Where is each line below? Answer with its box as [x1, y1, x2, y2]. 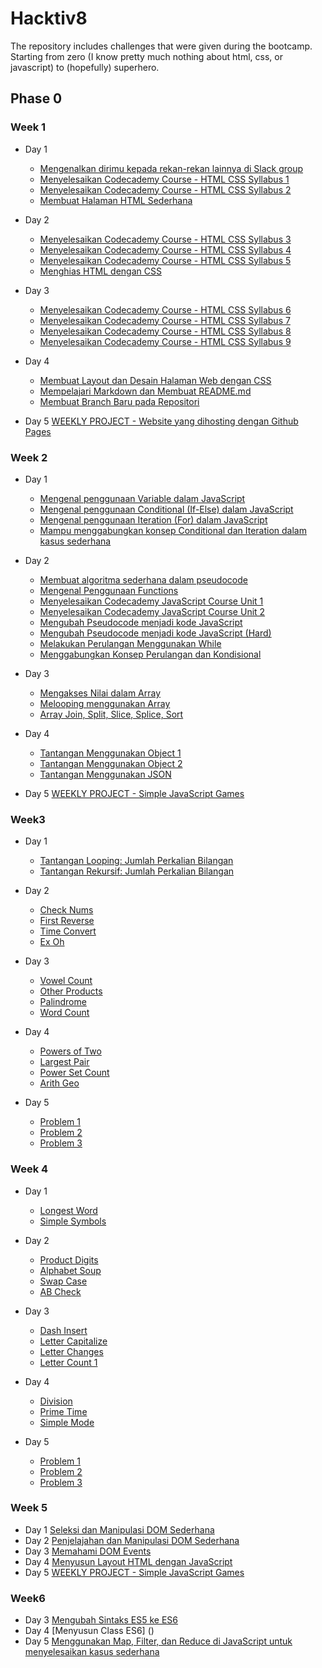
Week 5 [10, 1501, 48, 1515]
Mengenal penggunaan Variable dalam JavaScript [39, 492, 246, 504]
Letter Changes [39, 1345, 104, 1357]
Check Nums [39, 904, 94, 916]
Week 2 [10, 450, 48, 464]
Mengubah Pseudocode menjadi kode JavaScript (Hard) [39, 627, 272, 639]
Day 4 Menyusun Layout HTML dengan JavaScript [24, 1555, 233, 1567]
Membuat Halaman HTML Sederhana [39, 194, 193, 206]
